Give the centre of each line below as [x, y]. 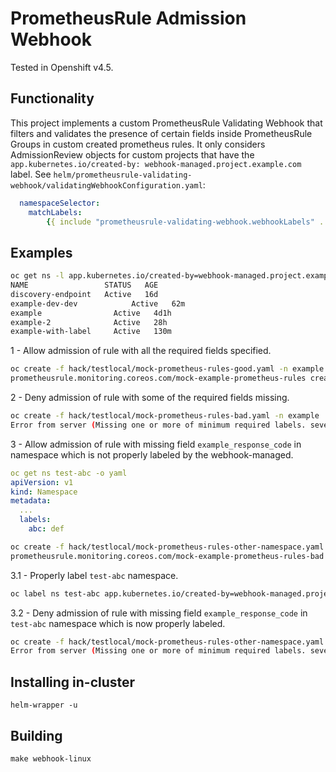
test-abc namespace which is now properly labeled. [118, 623]
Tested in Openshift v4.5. [62, 67]
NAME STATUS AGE [84, 285]
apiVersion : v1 [42, 482]
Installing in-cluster [73, 682]
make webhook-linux [51, 758]
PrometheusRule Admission [128, 18]
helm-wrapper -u [44, 705]
